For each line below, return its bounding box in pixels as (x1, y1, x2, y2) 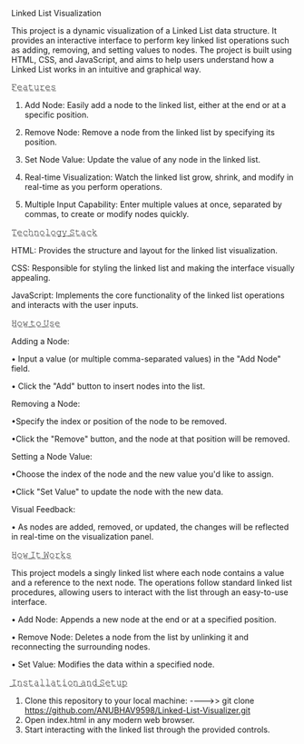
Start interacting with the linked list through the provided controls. (24, 724, 270, 735)
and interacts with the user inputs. (11, 300, 139, 310)
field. (11, 363, 31, 373)
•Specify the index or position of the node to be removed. (11, 416, 227, 426)
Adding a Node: (11, 336, 70, 346)
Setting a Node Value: (11, 451, 93, 461)
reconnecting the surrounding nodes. (11, 641, 151, 652)
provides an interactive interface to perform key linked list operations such (11, 35, 289, 45)
